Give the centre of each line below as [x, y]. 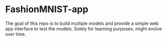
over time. [16, 34]
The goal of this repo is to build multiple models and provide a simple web [82, 23]
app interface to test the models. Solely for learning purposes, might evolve [84, 28]
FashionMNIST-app [47, 9]
